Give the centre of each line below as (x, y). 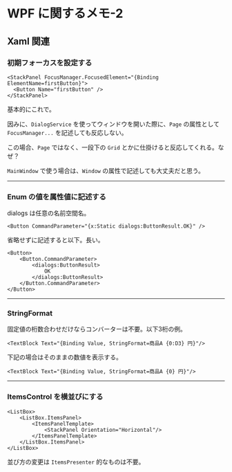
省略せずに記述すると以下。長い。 (56, 240)
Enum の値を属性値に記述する (57, 197)
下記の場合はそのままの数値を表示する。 (65, 357)
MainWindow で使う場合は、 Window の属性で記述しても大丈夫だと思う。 (106, 170)
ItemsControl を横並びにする (55, 397)
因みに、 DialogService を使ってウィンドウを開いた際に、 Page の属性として (113, 124)
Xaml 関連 (29, 41)
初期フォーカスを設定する (50, 62)
